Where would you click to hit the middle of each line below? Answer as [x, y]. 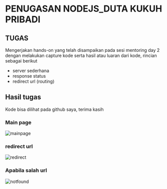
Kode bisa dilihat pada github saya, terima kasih [54, 109]
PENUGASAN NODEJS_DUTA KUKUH [84, 9]
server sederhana [31, 71]
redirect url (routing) [33, 81]
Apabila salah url [26, 170]
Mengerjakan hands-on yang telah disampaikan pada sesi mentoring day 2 [82, 50]
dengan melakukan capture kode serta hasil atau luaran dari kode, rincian [81, 55]
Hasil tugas [23, 97]
